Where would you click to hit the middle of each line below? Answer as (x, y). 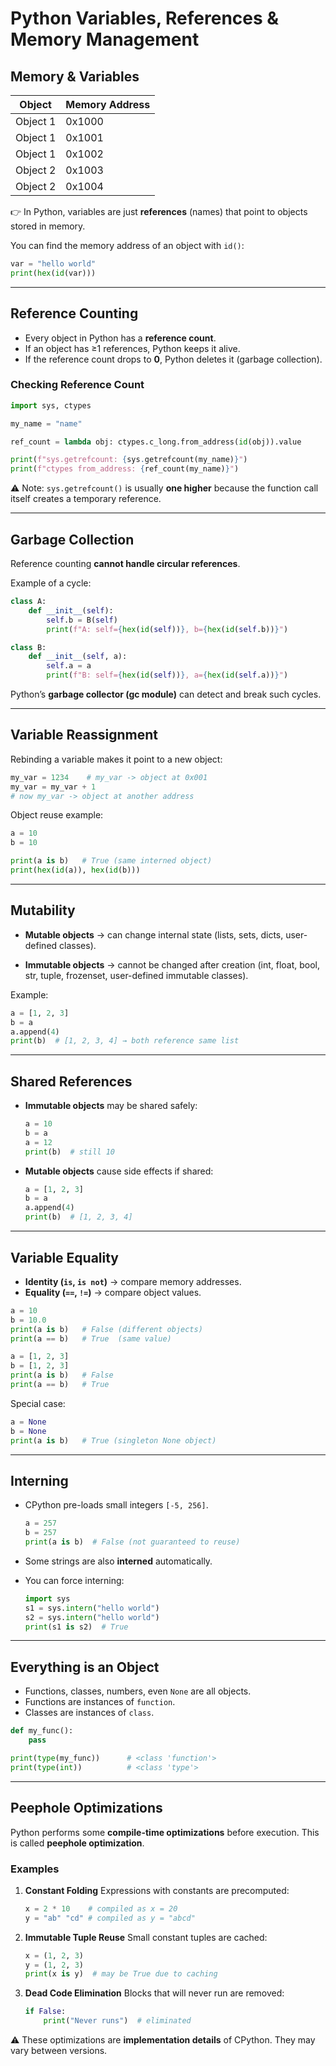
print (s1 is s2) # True (76, 1627)
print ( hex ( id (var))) (53, 273)
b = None (28, 1431)
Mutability (43, 910)
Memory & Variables (75, 76)
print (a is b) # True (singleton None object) (113, 1440)
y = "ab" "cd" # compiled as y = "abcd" (110, 1918)
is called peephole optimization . (77, 1843)
